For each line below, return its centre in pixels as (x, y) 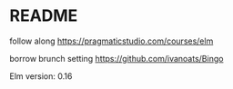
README (44, 16)
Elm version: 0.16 (41, 76)
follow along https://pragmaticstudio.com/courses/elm (111, 41)
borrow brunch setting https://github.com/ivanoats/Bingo (116, 58)
